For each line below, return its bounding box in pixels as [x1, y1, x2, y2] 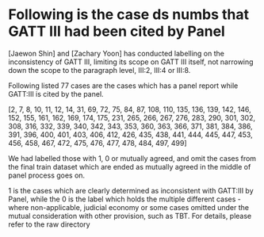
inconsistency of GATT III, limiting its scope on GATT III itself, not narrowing [8, 57, 254, 67]
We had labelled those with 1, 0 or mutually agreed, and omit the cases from [8, 153, 256, 163]
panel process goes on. [8, 170, 86, 180]
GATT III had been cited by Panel [8, 22, 226, 40]
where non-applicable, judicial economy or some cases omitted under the [8, 202, 250, 212]
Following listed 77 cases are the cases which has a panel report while [8, 81, 239, 90]
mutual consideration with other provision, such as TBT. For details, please [8, 211, 252, 220]
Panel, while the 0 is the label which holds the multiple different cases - [8, 194, 242, 204]
